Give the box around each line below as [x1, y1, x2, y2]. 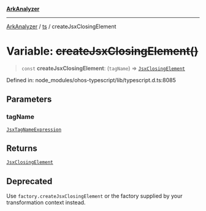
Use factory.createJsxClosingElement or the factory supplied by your [6, 193, 183, 200]
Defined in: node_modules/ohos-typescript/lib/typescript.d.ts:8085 [6, 76, 177, 83]
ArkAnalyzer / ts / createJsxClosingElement [6, 23, 116, 30]
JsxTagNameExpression [6, 126, 62, 132]
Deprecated [6, 176, 53, 186]
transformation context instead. [6, 199, 86, 206]
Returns [6, 144, 38, 154]
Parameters [6, 94, 52, 105]
